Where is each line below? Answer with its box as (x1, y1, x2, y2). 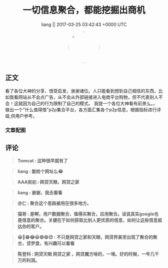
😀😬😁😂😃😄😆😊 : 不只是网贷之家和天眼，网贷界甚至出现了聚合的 (17, 234, 153, 240)
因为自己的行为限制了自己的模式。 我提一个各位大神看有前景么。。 (22, 100, 157, 106)
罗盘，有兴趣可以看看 (30, 240, 75, 246)
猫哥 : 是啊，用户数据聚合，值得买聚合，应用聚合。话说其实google (17, 211, 154, 217)
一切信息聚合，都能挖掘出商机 (22, 5, 145, 16)
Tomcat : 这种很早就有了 (17, 158, 68, 164)
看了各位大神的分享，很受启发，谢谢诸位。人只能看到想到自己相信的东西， (5, 88, 158, 94)
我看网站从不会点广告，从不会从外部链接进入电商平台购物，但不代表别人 (9, 94, 158, 100)
